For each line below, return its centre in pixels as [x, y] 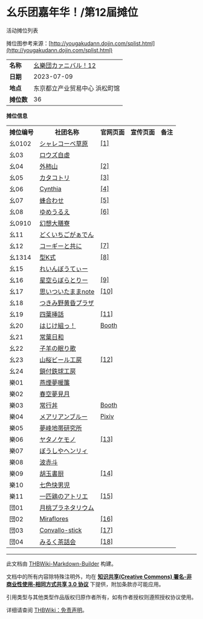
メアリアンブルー [63, 416]
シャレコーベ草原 [64, 143]
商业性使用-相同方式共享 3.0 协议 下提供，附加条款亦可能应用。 [85, 584]
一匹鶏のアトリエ [64, 496]
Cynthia [50, 189]
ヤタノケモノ [58, 439]
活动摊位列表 [22, 30]
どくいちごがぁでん [67, 234]
